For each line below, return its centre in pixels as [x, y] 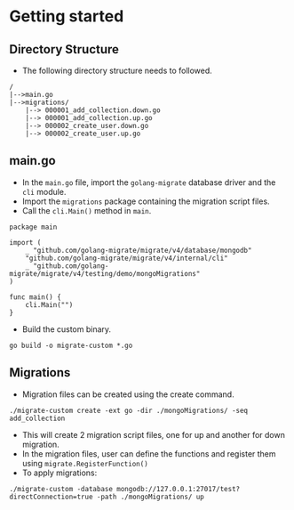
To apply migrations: [60, 473]
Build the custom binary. [67, 329]
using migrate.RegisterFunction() [85, 463]
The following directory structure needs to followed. [117, 70]
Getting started [67, 16]
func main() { [36, 297]
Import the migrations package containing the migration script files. [146, 201]
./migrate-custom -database [61, 489]
